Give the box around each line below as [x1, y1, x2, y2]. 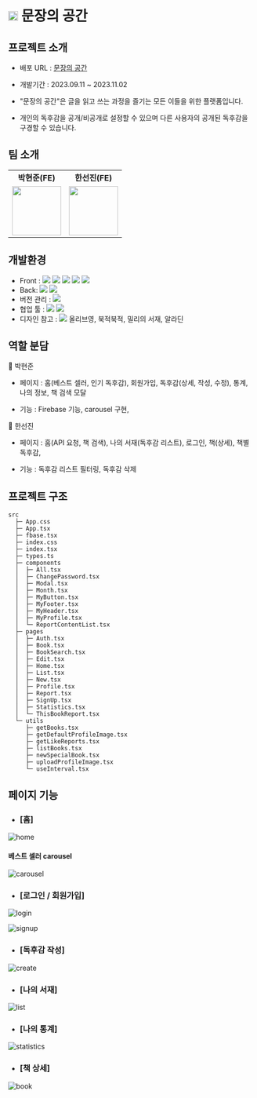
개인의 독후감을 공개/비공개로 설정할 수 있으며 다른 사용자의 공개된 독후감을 [19, 113, 248, 122]
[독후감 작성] [19, 945, 65, 956]
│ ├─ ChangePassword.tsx [15, 573, 100, 581]
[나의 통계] [19, 1023, 58, 1034]
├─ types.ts [15, 553, 55, 560]
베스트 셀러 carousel [8, 851, 73, 860]
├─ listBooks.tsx [25, 745, 82, 753]
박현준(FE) [18, 172, 56, 183]
